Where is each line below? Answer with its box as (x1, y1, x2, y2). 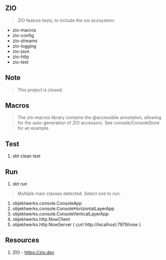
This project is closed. (17, 87, 63, 93)
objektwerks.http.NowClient (12, 216, 70, 222)
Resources (5, 236, 39, 244)
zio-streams (12, 38, 37, 44)
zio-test (12, 59, 29, 65)
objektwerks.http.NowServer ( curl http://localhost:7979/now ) (12, 221, 141, 227)
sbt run (12, 181, 27, 187)
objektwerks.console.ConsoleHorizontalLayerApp (12, 205, 114, 212)
